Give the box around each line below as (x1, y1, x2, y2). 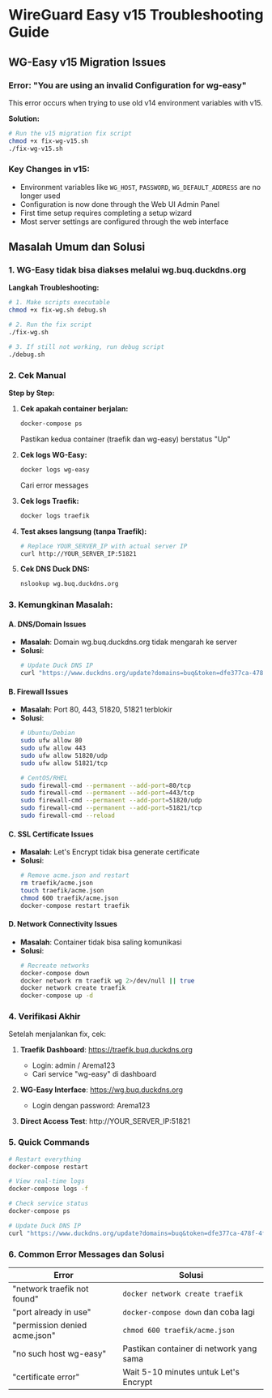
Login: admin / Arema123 (32, 1060, 116, 1070)
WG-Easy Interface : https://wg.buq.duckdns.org (19, 1085, 184, 1095)
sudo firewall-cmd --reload (19, 811, 115, 820)
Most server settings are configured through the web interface (19, 217, 229, 226)
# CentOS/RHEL (19, 773, 68, 782)
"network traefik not (12, 1284, 89, 1295)
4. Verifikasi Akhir (8, 1011, 81, 1022)
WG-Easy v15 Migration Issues (8, 55, 166, 69)
